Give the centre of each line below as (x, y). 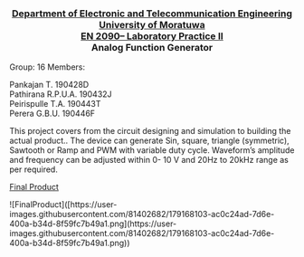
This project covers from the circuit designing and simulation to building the (150, 131)
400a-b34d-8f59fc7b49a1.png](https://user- (93, 224)
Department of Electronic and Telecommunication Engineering (152, 14)
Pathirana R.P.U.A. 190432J (61, 94)
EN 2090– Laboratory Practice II (152, 36)
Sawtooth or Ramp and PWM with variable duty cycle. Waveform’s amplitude (152, 150)
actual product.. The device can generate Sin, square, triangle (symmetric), (149, 141)
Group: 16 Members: (47, 67)
